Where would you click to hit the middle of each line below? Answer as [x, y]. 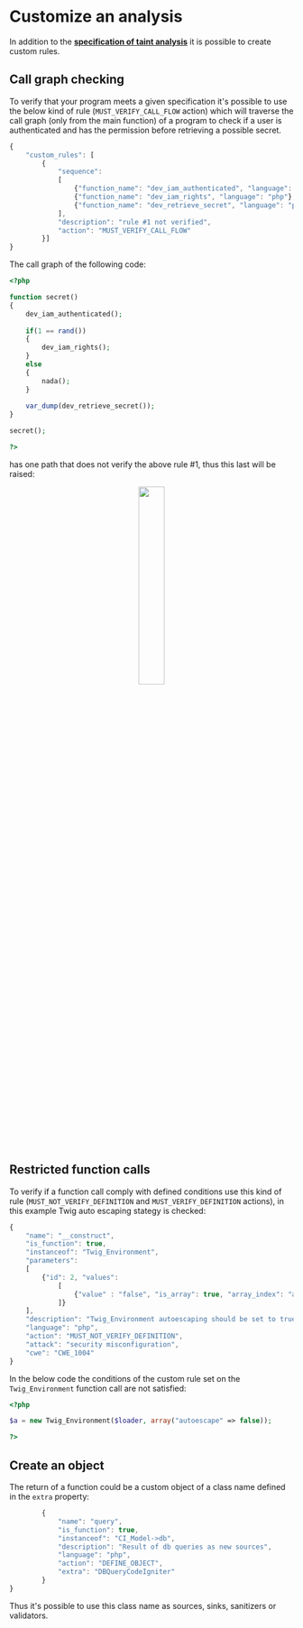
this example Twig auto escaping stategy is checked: [108, 1210]
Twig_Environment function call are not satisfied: [98, 1388]
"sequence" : [80, 172]
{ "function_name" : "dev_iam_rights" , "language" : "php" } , [185, 197]
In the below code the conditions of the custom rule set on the [125, 1378]
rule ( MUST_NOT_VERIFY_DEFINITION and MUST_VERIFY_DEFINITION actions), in [147, 1200]
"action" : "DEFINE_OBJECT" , [110, 1564]
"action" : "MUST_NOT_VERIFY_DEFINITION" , [104, 1337]
